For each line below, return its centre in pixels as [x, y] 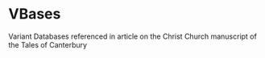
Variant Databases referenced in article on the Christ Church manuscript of [133, 36]
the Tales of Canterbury [48, 44]
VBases [35, 14]
